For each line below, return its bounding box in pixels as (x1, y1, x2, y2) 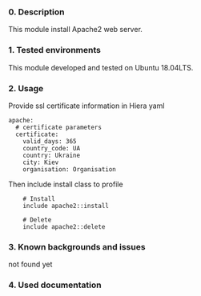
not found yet (8, 259, 53, 270)
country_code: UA (22, 144, 81, 152)
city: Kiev (22, 158, 59, 166)
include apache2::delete (22, 222, 106, 230)
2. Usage (8, 82, 44, 94)
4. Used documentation (8, 279, 102, 290)
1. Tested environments (8, 45, 102, 56)
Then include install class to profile (8, 179, 123, 189)
